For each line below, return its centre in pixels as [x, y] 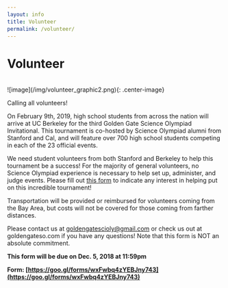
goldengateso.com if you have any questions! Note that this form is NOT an [113, 236]
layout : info [26, 14]
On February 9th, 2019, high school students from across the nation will [108, 116]
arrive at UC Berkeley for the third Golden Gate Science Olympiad [99, 124]
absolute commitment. [39, 244]
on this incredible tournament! [50, 187]
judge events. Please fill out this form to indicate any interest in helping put [112, 181]
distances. [22, 215]
